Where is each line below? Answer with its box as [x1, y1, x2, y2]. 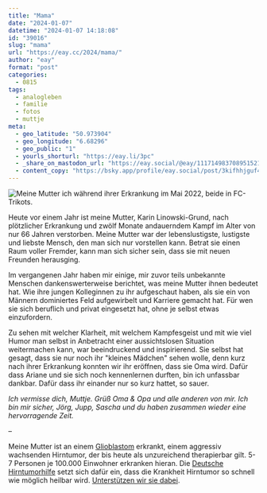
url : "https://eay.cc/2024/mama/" [8, 49, 123, 56]
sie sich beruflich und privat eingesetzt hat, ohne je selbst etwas [8, 304, 220, 313]
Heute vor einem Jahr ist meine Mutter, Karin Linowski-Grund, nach [8, 212, 229, 222]
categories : [8, 71, 48, 79]
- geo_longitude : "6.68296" [15, 137, 109, 146]
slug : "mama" [8, 41, 52, 49]
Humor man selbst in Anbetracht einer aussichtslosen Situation [8, 336, 215, 346]
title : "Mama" [8, 11, 56, 20]
